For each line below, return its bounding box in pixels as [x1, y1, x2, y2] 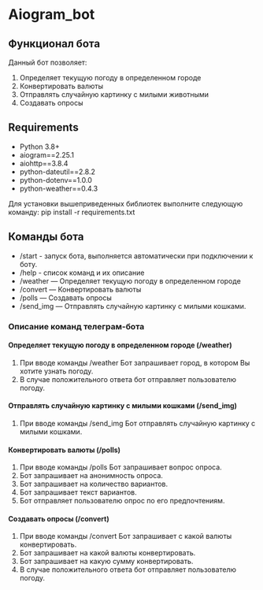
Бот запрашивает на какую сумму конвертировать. [19, 557, 194, 566]
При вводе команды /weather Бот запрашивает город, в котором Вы [19, 358, 250, 367]
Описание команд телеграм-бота [8, 321, 145, 332]
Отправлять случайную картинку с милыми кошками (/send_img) [8, 401, 238, 410]
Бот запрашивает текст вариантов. [19, 488, 137, 497]
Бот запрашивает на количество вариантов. [19, 479, 169, 489]
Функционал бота [8, 37, 101, 50]
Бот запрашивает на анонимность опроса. [19, 471, 164, 481]
